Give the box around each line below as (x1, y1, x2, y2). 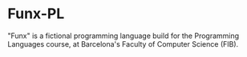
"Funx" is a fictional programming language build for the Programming (7, 31, 240, 40)
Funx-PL (7, 5, 65, 23)
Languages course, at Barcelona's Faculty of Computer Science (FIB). (7, 39, 239, 48)
